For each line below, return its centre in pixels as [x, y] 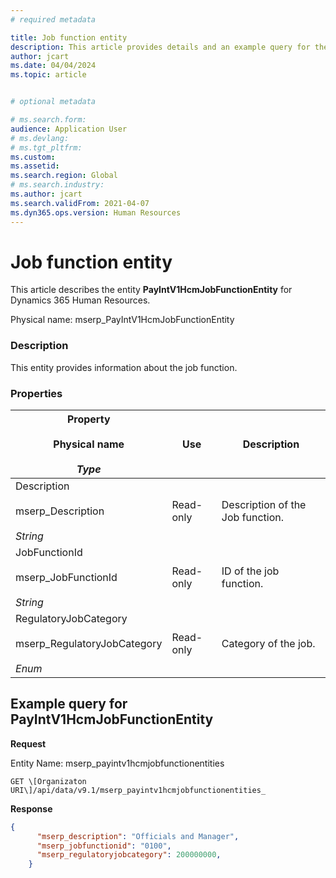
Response [31, 808]
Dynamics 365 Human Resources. [80, 300]
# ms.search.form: [48, 120]
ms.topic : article [48, 75]
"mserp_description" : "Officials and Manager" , [138, 836]
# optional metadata [53, 102]
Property [88, 419]
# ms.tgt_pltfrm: [46, 147]
